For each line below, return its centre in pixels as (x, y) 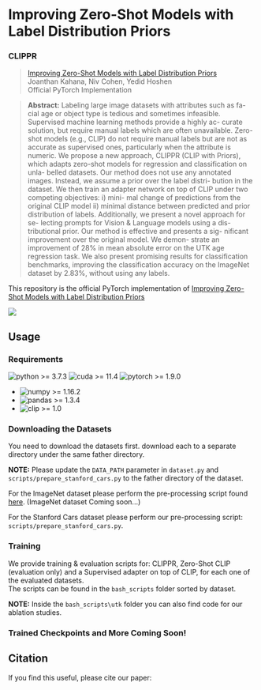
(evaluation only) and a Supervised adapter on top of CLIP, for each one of (129, 571)
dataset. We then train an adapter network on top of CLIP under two (138, 189)
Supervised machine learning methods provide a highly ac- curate (135, 122)
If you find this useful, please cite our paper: (80, 677)
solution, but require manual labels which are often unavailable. (130, 130)
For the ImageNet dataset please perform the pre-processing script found (128, 494)
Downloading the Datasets (60, 429)
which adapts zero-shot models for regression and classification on (137, 164)
